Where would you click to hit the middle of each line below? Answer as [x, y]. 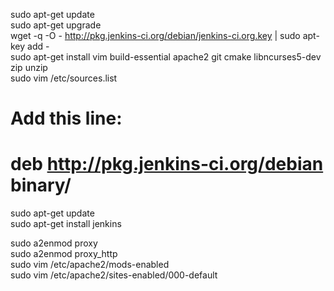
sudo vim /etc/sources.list [64, 78]
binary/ [41, 185]
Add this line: [66, 118]
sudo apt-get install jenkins [66, 224]
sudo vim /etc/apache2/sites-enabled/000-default [114, 275]
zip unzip [29, 67]
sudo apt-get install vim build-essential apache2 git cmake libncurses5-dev [166, 57]
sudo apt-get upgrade [56, 25]
